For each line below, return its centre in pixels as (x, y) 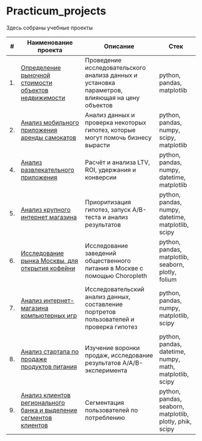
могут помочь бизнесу (118, 138)
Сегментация (105, 403)
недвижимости (43, 97)
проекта (50, 50)
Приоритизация (108, 202)
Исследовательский (115, 289)
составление (104, 304)
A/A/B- (133, 363)
